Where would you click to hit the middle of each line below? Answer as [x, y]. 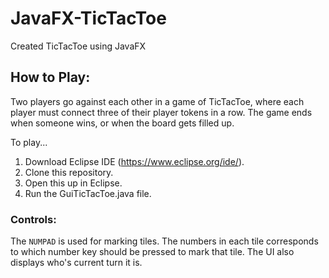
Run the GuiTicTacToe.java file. [88, 193]
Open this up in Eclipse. [73, 183]
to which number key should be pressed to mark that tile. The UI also [152, 252]
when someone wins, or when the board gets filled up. [122, 123]
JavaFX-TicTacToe [88, 18]
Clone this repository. [69, 172]
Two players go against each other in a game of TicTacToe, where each [157, 101]
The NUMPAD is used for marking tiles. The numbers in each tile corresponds [164, 241]
